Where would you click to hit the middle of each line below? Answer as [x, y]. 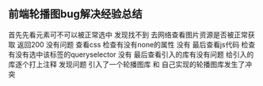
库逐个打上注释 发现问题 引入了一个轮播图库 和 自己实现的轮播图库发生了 [127, 64]
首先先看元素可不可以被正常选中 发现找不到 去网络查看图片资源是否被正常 [128, 35]
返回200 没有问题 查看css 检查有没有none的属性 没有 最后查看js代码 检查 [136, 44]
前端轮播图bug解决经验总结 [75, 14]
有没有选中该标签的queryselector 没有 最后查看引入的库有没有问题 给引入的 [131, 54]
